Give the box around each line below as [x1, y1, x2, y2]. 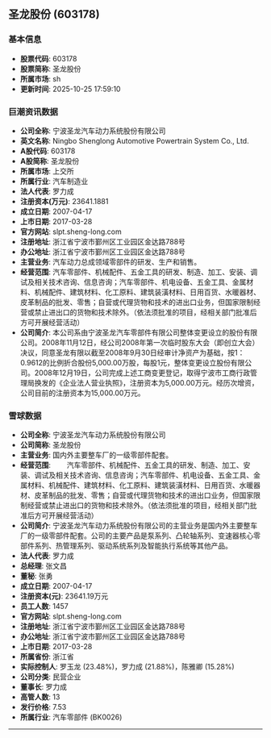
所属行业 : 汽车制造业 [19, 176, 89, 186]
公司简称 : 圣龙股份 [19, 440, 81, 450]
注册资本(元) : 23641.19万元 [19, 591, 109, 601]
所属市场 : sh [19, 73, 61, 83]
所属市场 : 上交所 [19, 166, 74, 176]
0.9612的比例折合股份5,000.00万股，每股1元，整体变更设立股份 [19, 357, 231, 367]
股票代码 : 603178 [19, 53, 78, 63]
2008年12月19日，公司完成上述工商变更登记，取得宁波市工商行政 [34, 368, 251, 377]
